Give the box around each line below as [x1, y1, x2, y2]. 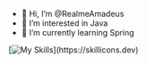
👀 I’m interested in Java [21, 18, 108, 28]
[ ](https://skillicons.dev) [8, 44, 139, 55]
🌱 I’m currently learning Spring [21, 28, 135, 37]
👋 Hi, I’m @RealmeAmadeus [21, 9, 125, 19]
